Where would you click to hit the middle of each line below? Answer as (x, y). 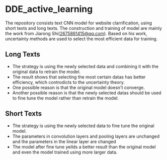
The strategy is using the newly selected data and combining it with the (85, 66)
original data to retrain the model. (46, 72)
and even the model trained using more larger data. (65, 152)
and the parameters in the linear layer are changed (64, 141)
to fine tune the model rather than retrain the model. (65, 98)
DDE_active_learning (49, 9)
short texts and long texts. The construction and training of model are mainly (83, 28)
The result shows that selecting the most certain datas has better (79, 77)
